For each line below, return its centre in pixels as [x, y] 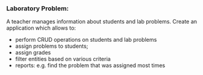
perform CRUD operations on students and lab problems [86, 40]
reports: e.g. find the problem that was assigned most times [90, 65]
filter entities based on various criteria [63, 59]
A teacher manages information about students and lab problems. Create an [102, 22]
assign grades [33, 53]
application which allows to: [41, 28]
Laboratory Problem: [37, 8]
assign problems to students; [52, 46]
